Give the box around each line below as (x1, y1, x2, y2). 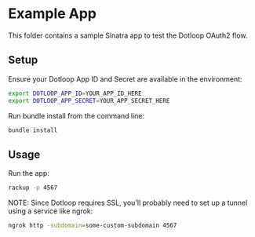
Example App (8, 5, 97, 23)
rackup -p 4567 (8, 184, 58, 192)
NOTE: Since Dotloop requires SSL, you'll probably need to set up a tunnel (8, 198, 248, 208)
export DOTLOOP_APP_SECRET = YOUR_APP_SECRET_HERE (8, 97, 170, 104)
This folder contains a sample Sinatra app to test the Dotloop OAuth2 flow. (8, 31, 248, 40)
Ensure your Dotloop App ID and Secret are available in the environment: (8, 74, 242, 83)
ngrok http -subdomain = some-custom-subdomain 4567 (8, 221, 177, 230)
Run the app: (8, 169, 49, 178)
